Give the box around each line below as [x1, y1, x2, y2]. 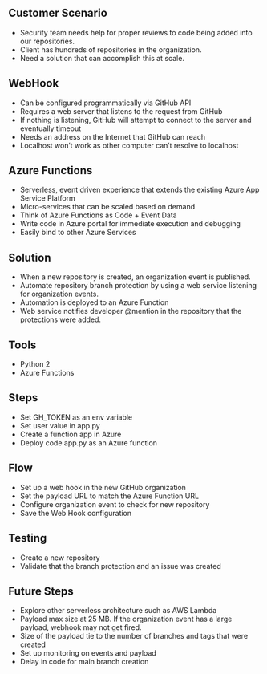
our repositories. [19, 36, 75, 46]
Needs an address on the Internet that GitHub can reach [19, 132, 206, 141]
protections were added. [19, 315, 102, 324]
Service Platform [19, 193, 76, 203]
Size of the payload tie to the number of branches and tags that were [19, 631, 249, 641]
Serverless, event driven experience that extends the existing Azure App [19, 185, 260, 195]
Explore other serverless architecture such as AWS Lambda [19, 606, 217, 615]
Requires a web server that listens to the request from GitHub [19, 106, 223, 116]
